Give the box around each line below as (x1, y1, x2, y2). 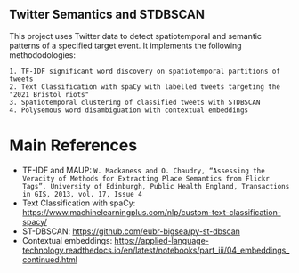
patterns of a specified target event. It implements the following (9, 40, 242, 51)
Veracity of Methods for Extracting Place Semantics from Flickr (21, 173, 270, 183)
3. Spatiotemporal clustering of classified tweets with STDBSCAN (9, 98, 261, 107)
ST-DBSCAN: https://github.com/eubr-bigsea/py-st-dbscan (21, 226, 240, 237)
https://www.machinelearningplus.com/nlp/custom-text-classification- (21, 206, 282, 217)
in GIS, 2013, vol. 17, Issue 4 (21, 189, 142, 198)
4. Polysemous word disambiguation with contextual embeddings (9, 106, 249, 115)
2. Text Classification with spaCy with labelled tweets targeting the (9, 82, 280, 92)
